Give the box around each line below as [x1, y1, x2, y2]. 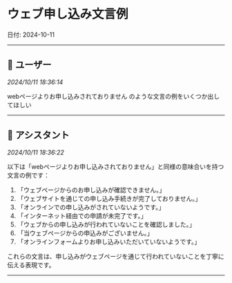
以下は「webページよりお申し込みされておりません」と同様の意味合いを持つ [7, 162, 224, 170]
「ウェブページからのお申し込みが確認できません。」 [17, 186, 166, 194]
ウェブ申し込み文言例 [7, 6, 129, 22]
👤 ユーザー [7, 59, 52, 71]
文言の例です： [7, 170, 50, 179]
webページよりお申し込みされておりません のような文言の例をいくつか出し [7, 92, 220, 100]
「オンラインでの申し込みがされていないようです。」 [17, 203, 165, 211]
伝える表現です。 [7, 260, 55, 269]
